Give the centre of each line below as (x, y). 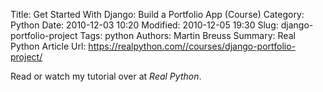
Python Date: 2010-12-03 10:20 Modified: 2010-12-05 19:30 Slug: (144, 25)
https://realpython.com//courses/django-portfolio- (192, 46)
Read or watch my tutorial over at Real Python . (106, 76)
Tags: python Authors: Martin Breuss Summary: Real (187, 35)
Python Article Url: (48, 46)
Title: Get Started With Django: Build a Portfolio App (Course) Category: (157, 14)
